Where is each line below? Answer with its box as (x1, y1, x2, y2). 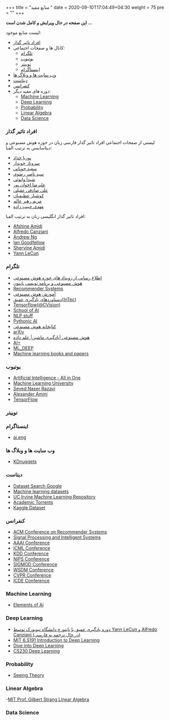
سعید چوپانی (13, 166, 37, 172)
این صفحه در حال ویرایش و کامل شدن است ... (6, 20, 93, 25)
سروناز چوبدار (13, 160, 40, 166)
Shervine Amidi (13, 245, 45, 251)
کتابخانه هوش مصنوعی (13, 323, 56, 329)
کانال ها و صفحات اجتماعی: (13, 45, 65, 50)
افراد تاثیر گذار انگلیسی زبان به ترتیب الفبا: (6, 214, 86, 220)
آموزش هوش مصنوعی (13, 290, 56, 297)
